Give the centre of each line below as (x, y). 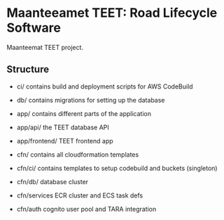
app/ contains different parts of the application (84, 113)
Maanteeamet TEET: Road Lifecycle (112, 13)
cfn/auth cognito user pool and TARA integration (86, 209)
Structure (28, 69)
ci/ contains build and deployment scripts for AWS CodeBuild (105, 86)
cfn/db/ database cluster (52, 181)
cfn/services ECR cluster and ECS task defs (80, 195)
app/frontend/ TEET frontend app (65, 141)
